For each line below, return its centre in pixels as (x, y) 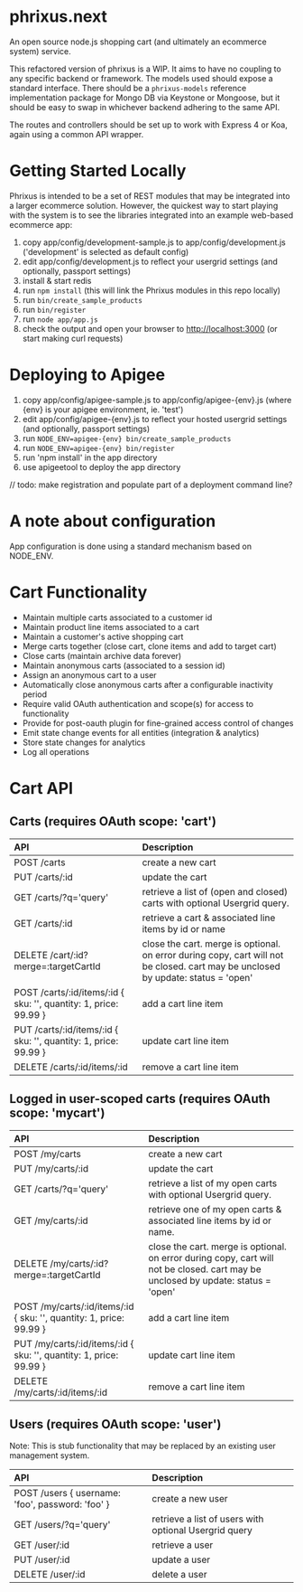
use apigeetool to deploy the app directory (101, 466)
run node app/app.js (60, 319)
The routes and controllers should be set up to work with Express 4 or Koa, (149, 125)
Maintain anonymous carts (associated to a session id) (124, 665)
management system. (50, 1455)
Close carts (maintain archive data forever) (102, 655)
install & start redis (57, 280)
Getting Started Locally (98, 171)
